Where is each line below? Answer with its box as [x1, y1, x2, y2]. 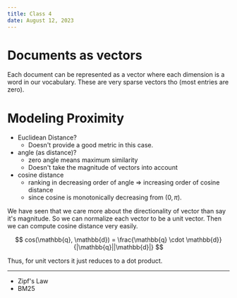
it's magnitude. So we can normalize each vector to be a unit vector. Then [7, 214, 222, 223]
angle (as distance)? [17, 149, 77, 157]
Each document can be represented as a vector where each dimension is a [7, 70, 225, 79]
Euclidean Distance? [17, 133, 78, 142]
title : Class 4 [7, 10, 52, 18]
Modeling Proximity [7, 110, 125, 126]
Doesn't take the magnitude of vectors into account [28, 163, 178, 172]
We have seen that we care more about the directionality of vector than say [7, 207, 226, 216]
